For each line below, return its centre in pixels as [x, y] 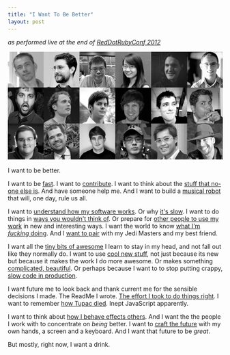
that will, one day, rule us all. [48, 198]
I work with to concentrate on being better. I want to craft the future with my [114, 324]
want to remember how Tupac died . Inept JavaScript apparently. [98, 303]
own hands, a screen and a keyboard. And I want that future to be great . [109, 331]
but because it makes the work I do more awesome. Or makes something [111, 261]
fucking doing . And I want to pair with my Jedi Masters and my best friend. [113, 233]
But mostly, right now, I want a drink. [59, 344]
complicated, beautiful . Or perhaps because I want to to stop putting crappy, [115, 268]
